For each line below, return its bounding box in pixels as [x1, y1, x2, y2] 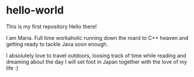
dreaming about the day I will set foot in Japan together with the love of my [6, 58, 188, 65]
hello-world [6, 4, 64, 17]
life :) [6, 64, 19, 71]
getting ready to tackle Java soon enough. [6, 41, 108, 48]
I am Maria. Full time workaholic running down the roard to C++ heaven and [6, 34, 189, 41]
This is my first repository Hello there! [6, 23, 97, 30]
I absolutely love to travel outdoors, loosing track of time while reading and [6, 52, 186, 59]
